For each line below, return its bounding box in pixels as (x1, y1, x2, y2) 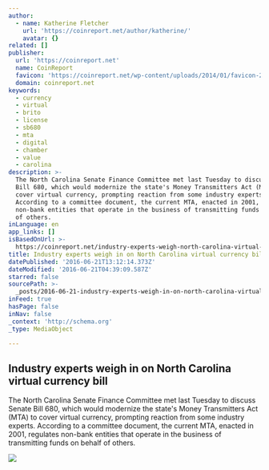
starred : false (8, 273, 59, 281)
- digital (15, 138, 48, 147)
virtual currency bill (8, 374, 108, 387)
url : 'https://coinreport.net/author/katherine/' (22, 26, 192, 34)
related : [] (8, 42, 48, 50)
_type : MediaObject (8, 325, 74, 333)
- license (15, 116, 48, 124)
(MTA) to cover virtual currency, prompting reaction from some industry (8, 412, 245, 422)
